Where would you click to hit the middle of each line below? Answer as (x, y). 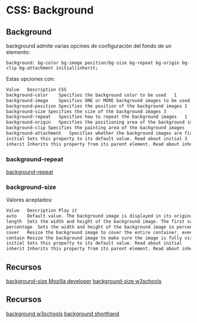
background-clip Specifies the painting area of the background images (95, 128)
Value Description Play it (42, 211)
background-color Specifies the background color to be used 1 (91, 95)
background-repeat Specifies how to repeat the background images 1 (97, 117)
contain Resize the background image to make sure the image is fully (94, 238)
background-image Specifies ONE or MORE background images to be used (98, 100)
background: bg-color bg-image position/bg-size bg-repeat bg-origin (93, 63)
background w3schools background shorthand (63, 314)
